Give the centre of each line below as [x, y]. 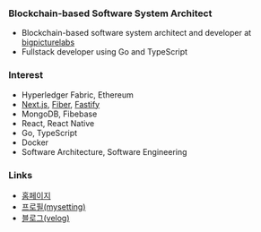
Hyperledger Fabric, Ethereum [77, 95]
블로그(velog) [45, 218]
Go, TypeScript [49, 133]
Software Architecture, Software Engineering [104, 151]
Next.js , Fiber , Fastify [61, 104]
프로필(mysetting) [53, 206]
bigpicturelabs [48, 42]
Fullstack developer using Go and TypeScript [104, 52]
